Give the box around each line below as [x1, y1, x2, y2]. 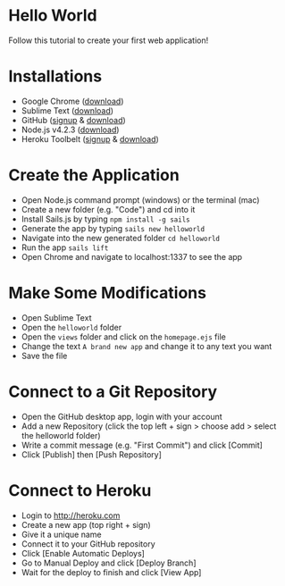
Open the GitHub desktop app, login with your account [21, 411, 222, 422]
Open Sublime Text [21, 312, 92, 322]
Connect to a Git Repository [8, 381, 218, 402]
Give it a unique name [21, 529, 102, 540]
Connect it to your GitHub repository [21, 538, 155, 549]
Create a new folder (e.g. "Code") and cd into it [21, 204, 196, 214]
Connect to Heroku [8, 480, 152, 500]
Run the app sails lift [21, 242, 109, 253]
